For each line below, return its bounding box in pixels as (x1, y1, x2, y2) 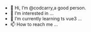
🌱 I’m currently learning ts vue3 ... (10, 16, 82, 21)
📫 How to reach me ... (10, 21, 58, 27)
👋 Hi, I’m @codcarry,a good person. (10, 5, 86, 11)
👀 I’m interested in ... (10, 10, 54, 16)
